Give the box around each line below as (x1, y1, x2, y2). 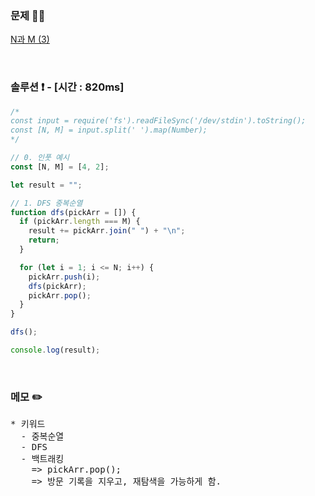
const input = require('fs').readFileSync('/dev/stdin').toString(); (10, 116, 307, 126)
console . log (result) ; (10, 345, 101, 356)
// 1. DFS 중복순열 (10, 198, 83, 208)
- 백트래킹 (20, 453, 65, 465)
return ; (28, 235, 60, 246)
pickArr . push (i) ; (28, 272, 101, 282)
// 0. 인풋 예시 (10, 153, 70, 163)
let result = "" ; (10, 180, 83, 190)
